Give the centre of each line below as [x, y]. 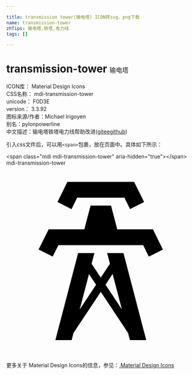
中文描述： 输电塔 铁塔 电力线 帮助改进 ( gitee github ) [67, 132]
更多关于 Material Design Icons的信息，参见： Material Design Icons [90, 365]
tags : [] [17, 34]
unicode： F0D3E [28, 102]
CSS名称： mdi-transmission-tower [50, 94]
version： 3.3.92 [26, 109]
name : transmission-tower [38, 23]
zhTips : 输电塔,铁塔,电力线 [37, 28]
